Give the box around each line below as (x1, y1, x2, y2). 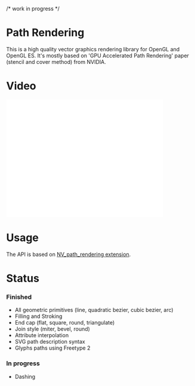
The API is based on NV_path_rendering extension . (6, 251, 131, 258)
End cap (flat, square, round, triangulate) (14, 319, 115, 326)
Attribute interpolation (14, 332, 69, 339)
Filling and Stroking (14, 313, 63, 320)
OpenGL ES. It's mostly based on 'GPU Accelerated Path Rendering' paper (6, 52, 190, 59)
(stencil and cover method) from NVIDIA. (6, 58, 106, 65)
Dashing (14, 373, 36, 380)
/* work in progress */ (6, 5, 60, 12)
